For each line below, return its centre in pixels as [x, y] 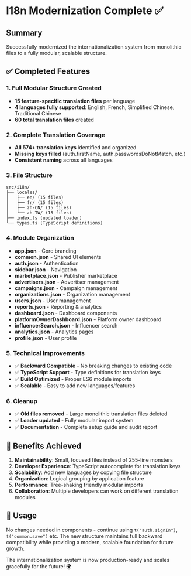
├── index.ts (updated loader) [44, 218]
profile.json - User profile [46, 338]
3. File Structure [29, 175]
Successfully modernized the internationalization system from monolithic [94, 47]
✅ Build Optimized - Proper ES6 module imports [73, 379]
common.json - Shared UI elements [58, 257]
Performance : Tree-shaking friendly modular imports [79, 485]
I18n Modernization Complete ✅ [85, 11]
